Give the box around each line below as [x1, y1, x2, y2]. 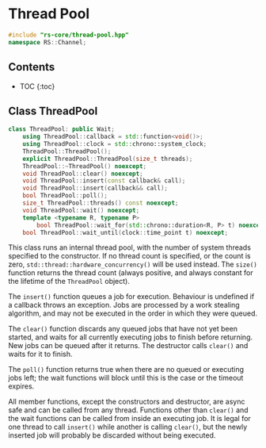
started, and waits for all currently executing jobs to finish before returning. [8, 332, 253, 342]
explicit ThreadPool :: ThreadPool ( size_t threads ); [22, 155, 193, 163]
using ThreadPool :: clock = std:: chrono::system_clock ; [22, 140, 207, 148]
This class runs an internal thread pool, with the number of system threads [8, 243, 252, 252]
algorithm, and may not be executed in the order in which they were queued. [8, 308, 258, 318]
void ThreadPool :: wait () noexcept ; [22, 206, 140, 214]
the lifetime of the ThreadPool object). [8, 277, 131, 286]
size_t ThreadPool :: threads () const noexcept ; [22, 199, 179, 207]
